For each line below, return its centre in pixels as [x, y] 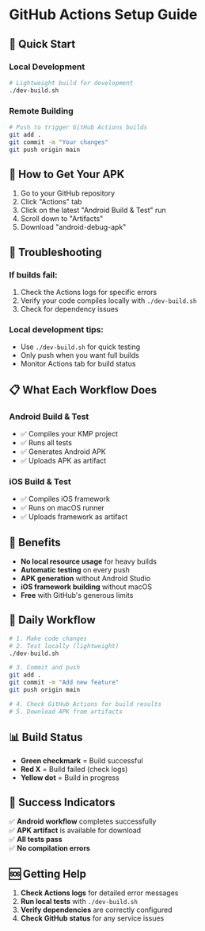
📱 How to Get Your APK [67, 174]
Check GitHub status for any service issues [92, 918]
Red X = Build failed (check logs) [74, 769]
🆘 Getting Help [47, 873]
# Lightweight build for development [71, 83]
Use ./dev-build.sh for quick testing [80, 347]
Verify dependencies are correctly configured [96, 910]
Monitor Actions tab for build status [78, 364]
